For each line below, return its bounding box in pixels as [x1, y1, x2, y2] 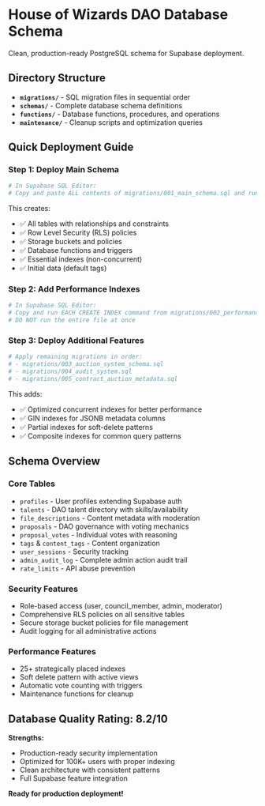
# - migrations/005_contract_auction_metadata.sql [8, 375, 178, 383]
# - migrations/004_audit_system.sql [8, 367, 132, 376]
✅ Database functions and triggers [19, 246, 132, 255]
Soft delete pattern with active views [19, 672, 139, 682]
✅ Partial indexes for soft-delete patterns [19, 422, 154, 431]
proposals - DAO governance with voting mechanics [19, 522, 189, 531]
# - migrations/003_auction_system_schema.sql [8, 360, 164, 368]
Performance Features [8, 646, 96, 657]
